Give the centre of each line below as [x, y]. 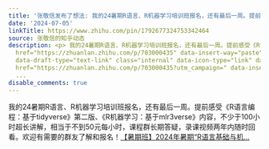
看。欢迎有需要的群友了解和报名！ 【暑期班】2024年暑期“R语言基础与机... [129, 136]
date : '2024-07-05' [41, 23]
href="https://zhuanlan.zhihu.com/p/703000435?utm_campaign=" [121, 68]
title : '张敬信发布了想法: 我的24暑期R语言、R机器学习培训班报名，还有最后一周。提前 [135, 16]
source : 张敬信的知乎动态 [47, 38]
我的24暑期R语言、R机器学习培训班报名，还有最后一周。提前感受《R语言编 [132, 107]
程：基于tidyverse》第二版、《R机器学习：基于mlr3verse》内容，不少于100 [131, 116]
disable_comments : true [48, 83]
